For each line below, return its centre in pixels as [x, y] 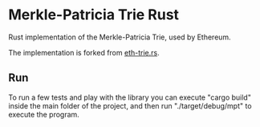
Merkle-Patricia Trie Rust [93, 15]
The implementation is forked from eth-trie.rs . [84, 52]
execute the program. [44, 114]
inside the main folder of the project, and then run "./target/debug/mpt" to [130, 105]
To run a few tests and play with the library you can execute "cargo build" [130, 97]
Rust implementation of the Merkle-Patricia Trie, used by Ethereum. [120, 37]
